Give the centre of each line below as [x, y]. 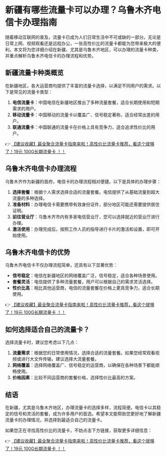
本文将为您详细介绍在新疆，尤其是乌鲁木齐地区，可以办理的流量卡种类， [87, 49]
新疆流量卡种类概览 [34, 73]
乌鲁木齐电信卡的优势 [38, 252]
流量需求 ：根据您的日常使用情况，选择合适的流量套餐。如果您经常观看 [84, 353]
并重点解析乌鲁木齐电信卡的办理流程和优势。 [51, 55]
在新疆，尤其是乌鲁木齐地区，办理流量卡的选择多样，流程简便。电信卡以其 [81, 408]
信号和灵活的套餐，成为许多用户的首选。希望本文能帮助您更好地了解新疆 [87, 414]
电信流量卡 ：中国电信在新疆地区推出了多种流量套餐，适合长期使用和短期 [86, 102]
